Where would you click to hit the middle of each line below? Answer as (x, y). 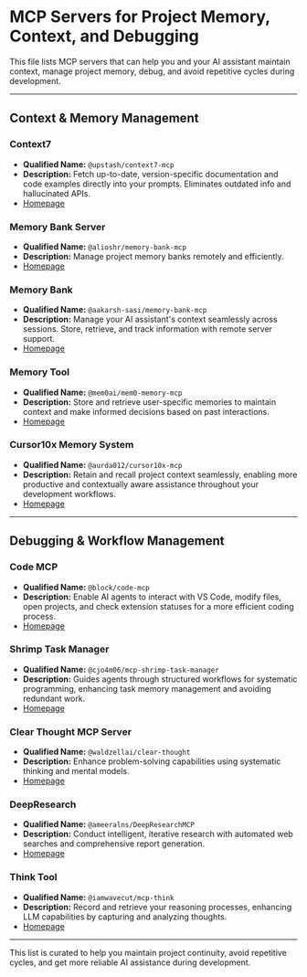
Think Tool (33, 877)
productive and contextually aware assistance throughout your (140, 484)
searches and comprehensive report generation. (114, 844)
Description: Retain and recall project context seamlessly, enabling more (160, 474)
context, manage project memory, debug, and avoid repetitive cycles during (152, 71)
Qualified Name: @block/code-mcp (86, 587)
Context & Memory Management (104, 118)
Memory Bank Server (58, 227)
